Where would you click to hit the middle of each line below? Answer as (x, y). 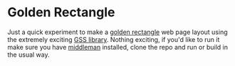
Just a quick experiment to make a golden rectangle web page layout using (117, 32)
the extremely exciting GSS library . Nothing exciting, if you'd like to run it (114, 39)
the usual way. (28, 55)
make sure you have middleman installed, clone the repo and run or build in (117, 47)
